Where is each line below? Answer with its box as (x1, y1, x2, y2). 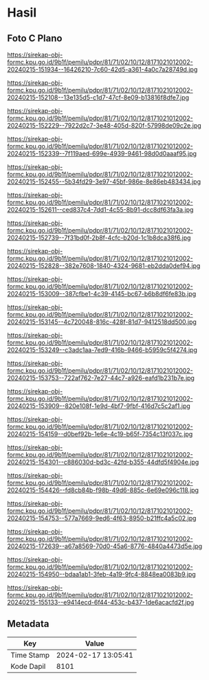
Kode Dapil (10, 661, 46, 671)
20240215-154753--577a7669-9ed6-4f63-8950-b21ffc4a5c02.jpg (7, 514, 197, 522)
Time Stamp (10, 650, 50, 660)
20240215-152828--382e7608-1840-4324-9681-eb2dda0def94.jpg (7, 262, 201, 270)
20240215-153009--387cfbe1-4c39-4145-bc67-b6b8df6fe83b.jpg (7, 290, 197, 298)
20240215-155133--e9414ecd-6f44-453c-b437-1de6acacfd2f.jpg (7, 599, 195, 606)
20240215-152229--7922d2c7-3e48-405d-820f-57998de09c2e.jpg (7, 122, 201, 129)
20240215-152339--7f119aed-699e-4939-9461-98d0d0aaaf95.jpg (7, 150, 197, 157)
